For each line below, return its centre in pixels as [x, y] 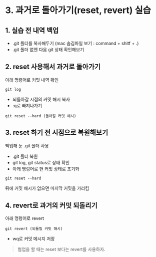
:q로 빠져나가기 [27, 105]
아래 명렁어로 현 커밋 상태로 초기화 [46, 169]
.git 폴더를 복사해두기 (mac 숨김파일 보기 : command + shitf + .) [75, 43]
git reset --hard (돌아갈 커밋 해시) [41, 116]
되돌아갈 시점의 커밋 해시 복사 [41, 99]
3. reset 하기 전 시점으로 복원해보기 [57, 133]
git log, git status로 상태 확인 [41, 162]
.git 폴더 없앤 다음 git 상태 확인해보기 [48, 50]
